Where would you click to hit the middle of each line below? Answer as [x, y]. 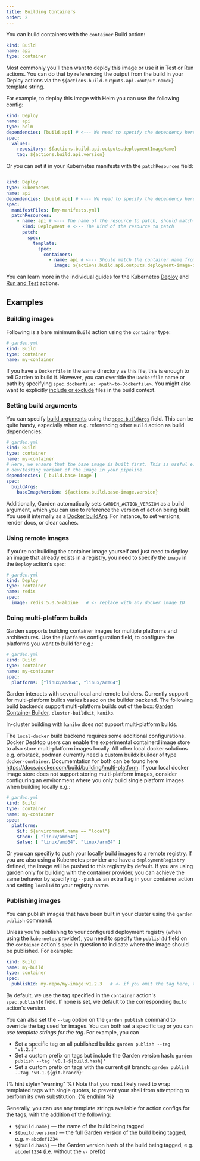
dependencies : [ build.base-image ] [51, 476]
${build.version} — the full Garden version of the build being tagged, [101, 1132]
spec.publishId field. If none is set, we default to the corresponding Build [96, 1002]
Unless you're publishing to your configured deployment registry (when [94, 932]
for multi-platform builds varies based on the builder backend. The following [100, 700]
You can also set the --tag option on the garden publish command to [91, 1020]
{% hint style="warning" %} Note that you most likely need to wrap [88, 1084]
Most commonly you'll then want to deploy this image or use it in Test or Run [100, 68]
